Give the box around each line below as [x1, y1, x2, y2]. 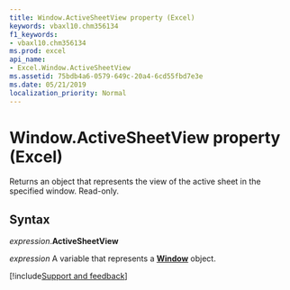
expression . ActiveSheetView [9, 236, 119, 247]
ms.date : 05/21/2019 [9, 80, 87, 89]
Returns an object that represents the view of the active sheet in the [9, 177, 261, 187]
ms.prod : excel [9, 47, 67, 56]
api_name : [9, 55, 47, 64]
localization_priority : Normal [9, 88, 127, 97]
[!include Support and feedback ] [9, 271, 128, 282]
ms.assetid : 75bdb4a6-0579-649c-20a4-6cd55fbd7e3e [9, 72, 204, 81]
